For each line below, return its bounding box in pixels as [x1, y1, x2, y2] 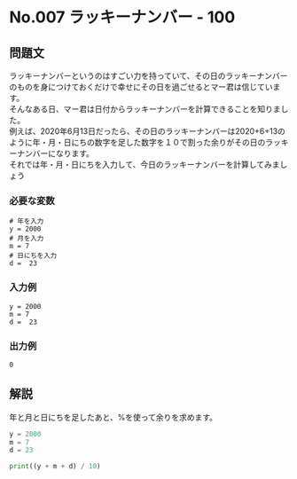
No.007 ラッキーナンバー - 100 [9, 7, 236, 27]
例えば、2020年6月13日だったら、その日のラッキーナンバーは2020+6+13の [9, 126, 286, 137]
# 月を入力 [9, 234, 44, 243]
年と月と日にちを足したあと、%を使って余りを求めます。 [9, 412, 218, 422]
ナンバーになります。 [16, 148, 95, 159]
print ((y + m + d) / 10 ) [9, 462, 101, 471]
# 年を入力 [9, 217, 44, 226]
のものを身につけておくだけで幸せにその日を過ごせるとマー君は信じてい [9, 82, 273, 92]
